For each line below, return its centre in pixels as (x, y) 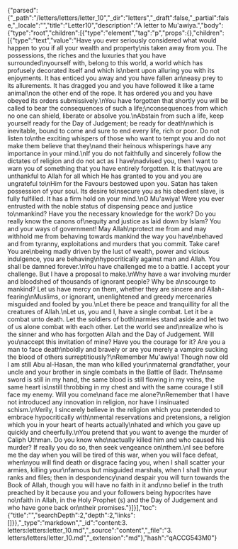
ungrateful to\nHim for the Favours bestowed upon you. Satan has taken (113, 183)
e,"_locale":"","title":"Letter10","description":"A (75, 25)
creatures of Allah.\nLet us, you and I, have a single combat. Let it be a (110, 312)
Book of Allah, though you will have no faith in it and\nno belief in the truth (115, 485)
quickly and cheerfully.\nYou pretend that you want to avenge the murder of (118, 432)
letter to (155, 25)
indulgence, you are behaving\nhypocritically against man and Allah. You (114, 259)
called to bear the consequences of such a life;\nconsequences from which (118, 108)
